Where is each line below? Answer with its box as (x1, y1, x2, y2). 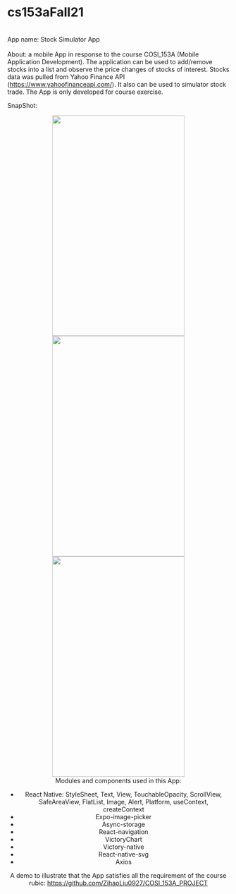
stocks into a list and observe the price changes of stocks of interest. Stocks (7, 65, 230, 73)
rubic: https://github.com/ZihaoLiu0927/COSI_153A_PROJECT (29, 878, 208, 887)
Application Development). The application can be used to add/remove (7, 57, 213, 66)
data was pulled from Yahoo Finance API (7, 72, 125, 81)
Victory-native (103, 842, 144, 851)
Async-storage (101, 820, 146, 828)
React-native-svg (98, 850, 149, 858)
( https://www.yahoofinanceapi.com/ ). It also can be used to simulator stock (7, 80, 227, 88)
